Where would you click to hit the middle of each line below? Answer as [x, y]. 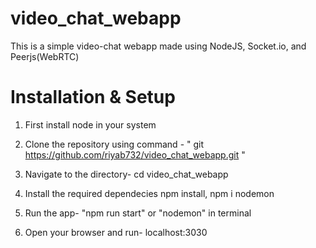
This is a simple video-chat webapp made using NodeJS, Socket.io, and [158, 46]
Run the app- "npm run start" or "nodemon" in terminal [138, 213]
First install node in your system [90, 124]
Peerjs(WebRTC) [45, 56]
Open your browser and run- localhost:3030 [116, 232]
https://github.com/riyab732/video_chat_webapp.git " [135, 154]
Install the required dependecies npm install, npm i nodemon [149, 193]
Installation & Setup [93, 97]
